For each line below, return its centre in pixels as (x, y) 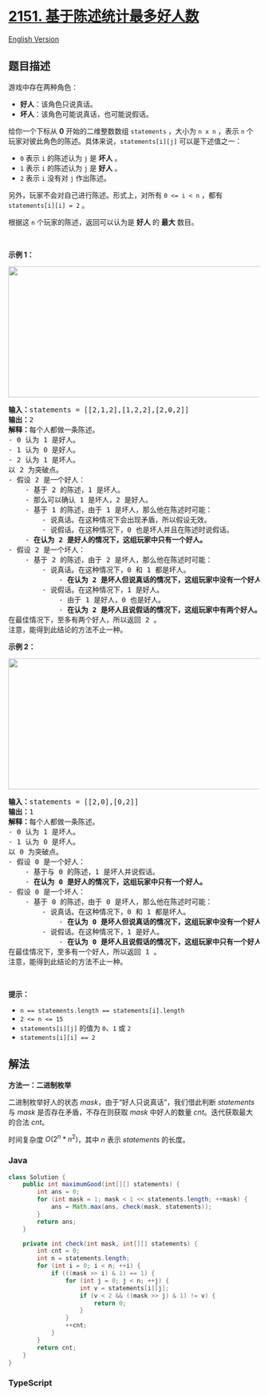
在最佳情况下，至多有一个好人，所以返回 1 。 (85, 952)
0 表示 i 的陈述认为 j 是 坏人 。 (71, 158)
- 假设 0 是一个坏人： (47, 892)
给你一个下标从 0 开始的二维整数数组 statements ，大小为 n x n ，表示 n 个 (131, 131)
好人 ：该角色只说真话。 (58, 104)
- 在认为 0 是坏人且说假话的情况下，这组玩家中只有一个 (153, 942)
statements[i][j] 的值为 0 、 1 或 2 (75, 1028)
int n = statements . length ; (83, 1258)
